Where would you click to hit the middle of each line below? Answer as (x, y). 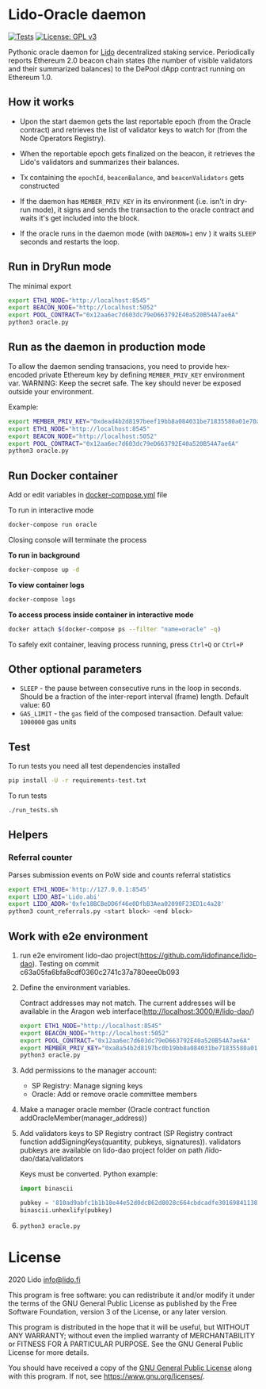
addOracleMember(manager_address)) (84, 1118)
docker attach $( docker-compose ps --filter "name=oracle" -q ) (115, 629)
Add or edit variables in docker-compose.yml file (88, 495)
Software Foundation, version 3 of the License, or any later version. (118, 1311)
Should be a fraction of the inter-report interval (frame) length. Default (134, 696)
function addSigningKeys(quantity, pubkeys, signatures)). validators (130, 1142)
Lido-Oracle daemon (77, 15)
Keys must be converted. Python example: (89, 1174)
